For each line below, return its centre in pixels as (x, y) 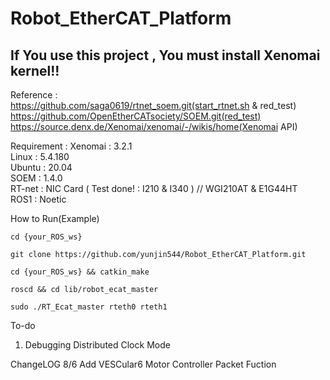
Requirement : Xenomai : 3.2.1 (71, 146)
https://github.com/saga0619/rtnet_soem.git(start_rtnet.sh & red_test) (153, 105)
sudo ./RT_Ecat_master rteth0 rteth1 (89, 307)
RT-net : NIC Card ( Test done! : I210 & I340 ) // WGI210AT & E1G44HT (154, 188)
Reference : (34, 95)
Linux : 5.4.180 (40, 156)
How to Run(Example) (55, 218)
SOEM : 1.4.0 (36, 178)
